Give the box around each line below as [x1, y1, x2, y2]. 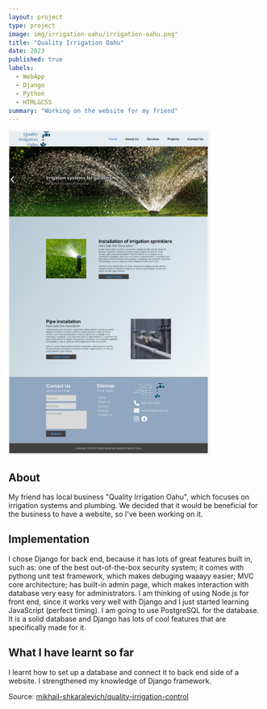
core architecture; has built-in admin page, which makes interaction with [8, 579, 249, 589]
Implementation [8, 532, 90, 546]
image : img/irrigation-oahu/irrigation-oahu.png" [8, 30, 179, 38]
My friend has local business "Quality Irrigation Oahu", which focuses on [8, 492, 250, 502]
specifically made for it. [8, 622, 86, 632]
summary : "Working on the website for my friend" [8, 106, 179, 115]
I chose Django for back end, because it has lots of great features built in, [8, 553, 252, 564]
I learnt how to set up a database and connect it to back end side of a [8, 667, 240, 677]
